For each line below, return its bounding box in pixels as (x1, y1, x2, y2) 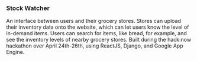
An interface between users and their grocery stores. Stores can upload (6, 18, 182, 25)
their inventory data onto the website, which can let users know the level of (6, 23, 189, 30)
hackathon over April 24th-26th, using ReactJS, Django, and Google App (6, 42, 183, 49)
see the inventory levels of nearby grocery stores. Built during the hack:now (6, 36, 191, 43)
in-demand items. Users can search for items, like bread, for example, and (6, 30, 188, 37)
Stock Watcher (6, 4, 50, 12)
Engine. (6, 49, 25, 56)
